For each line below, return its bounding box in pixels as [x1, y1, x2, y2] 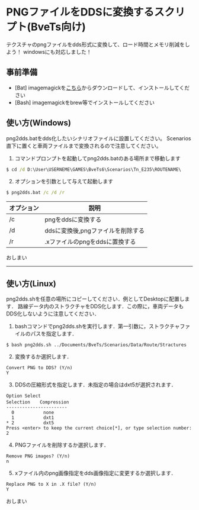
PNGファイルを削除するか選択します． [14, 441, 110, 448]
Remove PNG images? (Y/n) [6, 453, 70, 459]
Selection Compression [6, 399, 69, 405]
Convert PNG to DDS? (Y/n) [6, 365, 73, 371]
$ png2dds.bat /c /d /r [6, 190, 65, 196]
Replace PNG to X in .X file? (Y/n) [6, 482, 97, 488]
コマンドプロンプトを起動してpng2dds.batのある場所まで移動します [14, 154, 181, 162]
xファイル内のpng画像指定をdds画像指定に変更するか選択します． [14, 470, 176, 477]
